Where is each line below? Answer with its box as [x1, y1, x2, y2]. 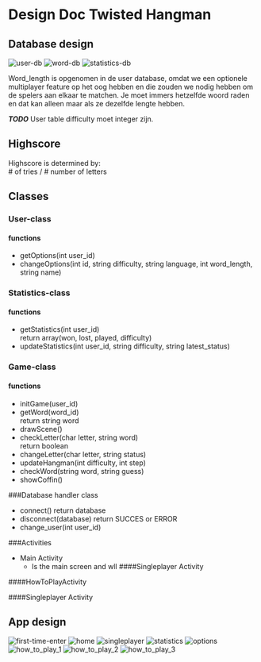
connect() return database [19, 506, 106, 515]
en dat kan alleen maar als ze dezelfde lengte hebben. [8, 99, 185, 108]
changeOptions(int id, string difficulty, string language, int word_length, [19, 260, 253, 269]
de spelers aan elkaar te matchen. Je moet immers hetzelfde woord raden [8, 90, 250, 100]
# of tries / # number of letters [8, 167, 107, 176]
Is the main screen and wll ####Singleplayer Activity [31, 561, 204, 571]
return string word [19, 415, 79, 425]
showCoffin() [19, 475, 63, 484]
